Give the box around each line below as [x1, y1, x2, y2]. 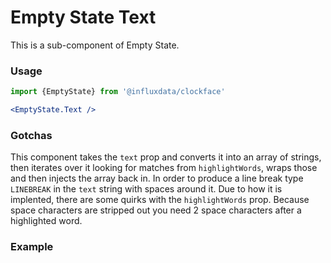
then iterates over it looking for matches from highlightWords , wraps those [10, 162, 318, 174]
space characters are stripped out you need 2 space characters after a [10, 204, 302, 216]
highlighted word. [10, 215, 83, 227]
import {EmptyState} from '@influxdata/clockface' [10, 87, 226, 97]
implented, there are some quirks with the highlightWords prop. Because [10, 194, 310, 206]
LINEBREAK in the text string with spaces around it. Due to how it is [10, 183, 283, 195]
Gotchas [10, 128, 53, 142]
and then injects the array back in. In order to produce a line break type [10, 172, 304, 185]
